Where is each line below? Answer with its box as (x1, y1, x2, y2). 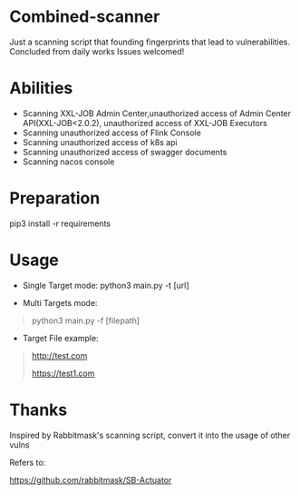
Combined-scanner (9, 6, 160, 27)
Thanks (9, 400, 68, 420)
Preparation (9, 188, 101, 209)
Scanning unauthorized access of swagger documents (22, 146, 227, 157)
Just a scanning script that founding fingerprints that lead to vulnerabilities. (9, 36, 291, 47)
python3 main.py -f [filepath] (31, 315, 140, 326)
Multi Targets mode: (22, 297, 98, 308)
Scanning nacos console (22, 156, 115, 167)
